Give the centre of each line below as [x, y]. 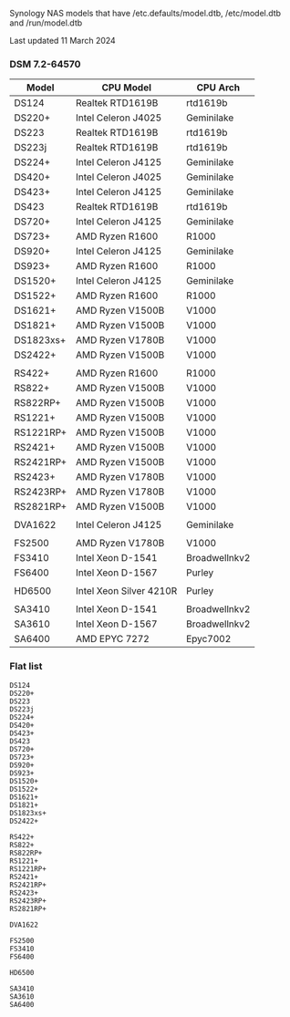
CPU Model [127, 88]
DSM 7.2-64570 [45, 64]
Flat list [26, 667]
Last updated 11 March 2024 [62, 41]
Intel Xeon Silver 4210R [127, 591]
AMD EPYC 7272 [113, 639]
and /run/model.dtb [46, 23]
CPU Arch [218, 88]
